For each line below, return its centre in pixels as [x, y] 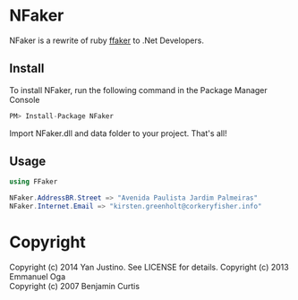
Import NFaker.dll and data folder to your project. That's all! [118, 133]
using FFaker [34, 182]
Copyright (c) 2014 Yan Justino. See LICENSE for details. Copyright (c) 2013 [149, 267]
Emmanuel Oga [37, 277]
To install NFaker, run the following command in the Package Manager [139, 90]
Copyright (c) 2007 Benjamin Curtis [75, 286]
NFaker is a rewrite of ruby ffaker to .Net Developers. [106, 40]
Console [25, 99]
